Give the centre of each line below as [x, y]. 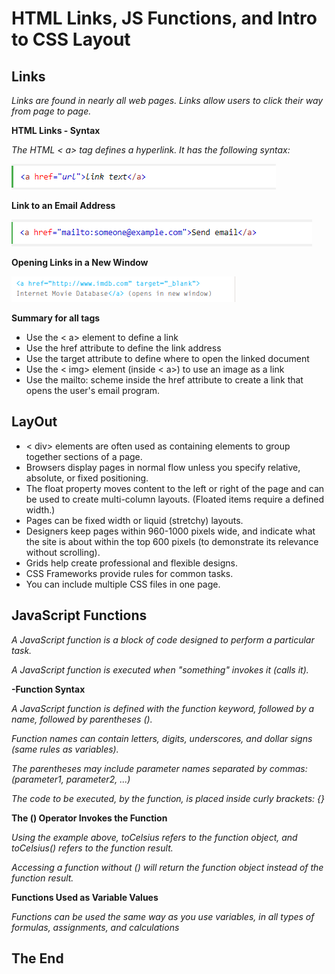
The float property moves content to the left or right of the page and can [175, 488]
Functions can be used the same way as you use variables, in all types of [163, 916]
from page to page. [51, 111]
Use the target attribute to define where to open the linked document [167, 358]
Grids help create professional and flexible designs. [131, 563]
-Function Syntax [48, 689]
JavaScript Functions [79, 615]
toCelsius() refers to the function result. [92, 848]
